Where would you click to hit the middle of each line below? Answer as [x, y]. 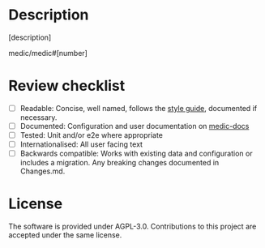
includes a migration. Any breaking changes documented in [120, 163]
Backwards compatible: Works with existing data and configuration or [136, 154]
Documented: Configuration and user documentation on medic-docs [135, 126]
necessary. [38, 117]
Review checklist [67, 86]
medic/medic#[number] [48, 53]
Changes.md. [43, 171]
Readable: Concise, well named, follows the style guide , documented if [139, 108]
